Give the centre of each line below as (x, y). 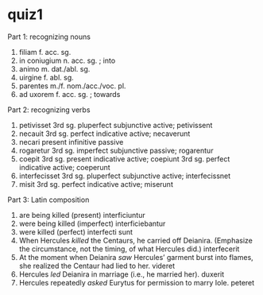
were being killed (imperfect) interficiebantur (92, 223)
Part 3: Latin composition (48, 200)
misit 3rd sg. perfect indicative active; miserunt (96, 184)
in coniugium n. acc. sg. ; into (67, 60)
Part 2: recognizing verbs (49, 110)
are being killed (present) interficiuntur (82, 215)
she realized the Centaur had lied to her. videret (97, 266)
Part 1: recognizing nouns (49, 37)
